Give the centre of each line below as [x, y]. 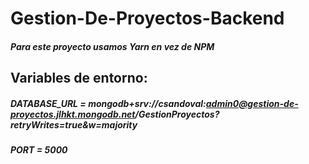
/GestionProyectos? [177, 114]
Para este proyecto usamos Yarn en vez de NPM [112, 46]
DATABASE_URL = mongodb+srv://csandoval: [108, 103]
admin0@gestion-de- [252, 103]
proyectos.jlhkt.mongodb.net [73, 114]
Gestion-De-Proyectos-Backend [147, 18]
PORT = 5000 [39, 150]
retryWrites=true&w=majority [74, 124]
